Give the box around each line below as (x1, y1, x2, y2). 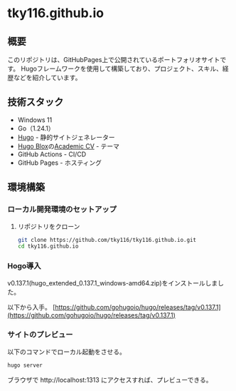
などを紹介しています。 (13, 73, 82, 81)
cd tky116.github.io (17, 243, 79, 250)
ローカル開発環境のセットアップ (7, 205, 117, 215)
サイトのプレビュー (7, 330, 73, 340)
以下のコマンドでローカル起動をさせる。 (7, 347, 126, 356)
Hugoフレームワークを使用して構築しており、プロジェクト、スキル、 (21, 64, 222, 73)
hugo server (7, 362, 43, 369)
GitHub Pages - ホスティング (17, 158, 102, 167)
